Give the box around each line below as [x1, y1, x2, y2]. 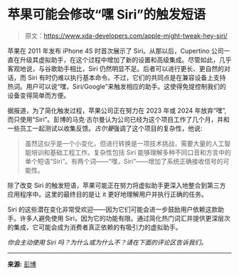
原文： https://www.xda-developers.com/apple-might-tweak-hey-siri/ [24, 31, 228, 40]
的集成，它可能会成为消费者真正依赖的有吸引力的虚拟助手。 [7, 222, 182, 232]
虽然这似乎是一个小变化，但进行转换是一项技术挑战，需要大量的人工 [24, 139, 225, 147]
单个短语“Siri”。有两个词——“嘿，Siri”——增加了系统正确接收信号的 [24, 157, 223, 165]
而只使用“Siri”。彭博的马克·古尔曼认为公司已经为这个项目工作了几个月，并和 [7, 115, 230, 123]
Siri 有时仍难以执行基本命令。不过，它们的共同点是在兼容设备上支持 [27, 73, 226, 82]
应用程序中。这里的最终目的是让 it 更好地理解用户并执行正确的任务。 [7, 190, 208, 198]
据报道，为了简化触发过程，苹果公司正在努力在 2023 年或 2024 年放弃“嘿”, [7, 106, 227, 115]
